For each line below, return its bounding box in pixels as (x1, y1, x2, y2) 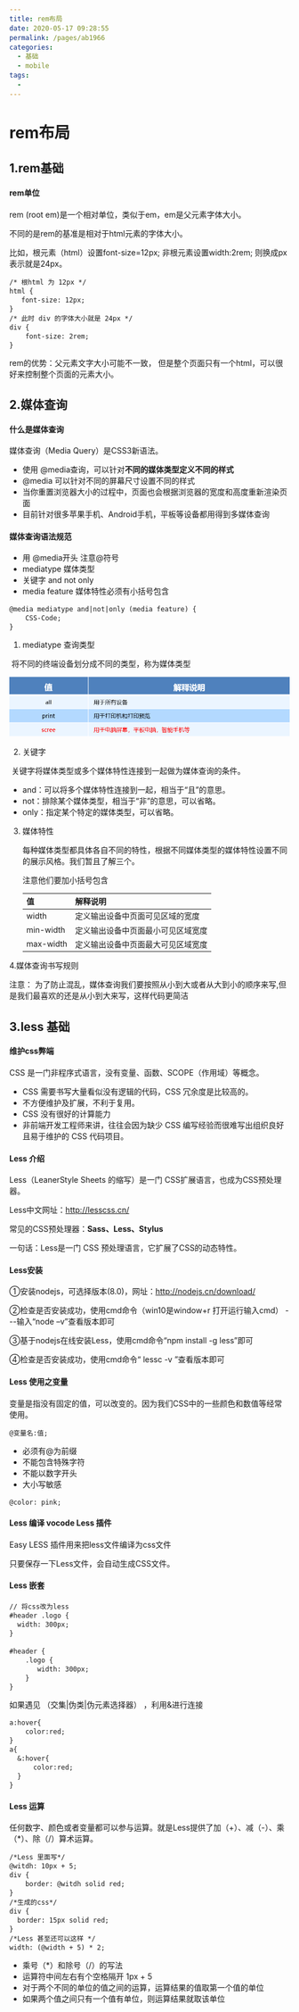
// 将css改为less (9, 1602, 69, 1611)
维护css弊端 (9, 1045, 54, 1057)
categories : (9, 43, 53, 52)
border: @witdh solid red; (25, 1880, 125, 1889)
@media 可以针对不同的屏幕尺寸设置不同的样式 (21, 476, 196, 486)
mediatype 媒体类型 (21, 563, 95, 575)
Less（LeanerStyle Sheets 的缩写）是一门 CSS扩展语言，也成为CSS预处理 (9, 1175, 282, 1185)
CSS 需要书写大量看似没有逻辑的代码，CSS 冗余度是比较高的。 (21, 1085, 254, 1097)
